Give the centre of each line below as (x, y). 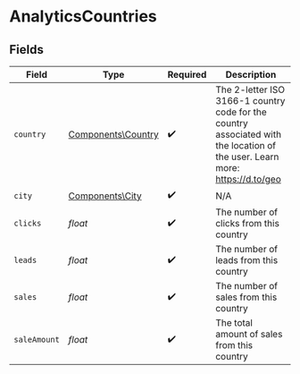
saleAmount (37, 340)
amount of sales (249, 334)
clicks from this (247, 223)
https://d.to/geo (248, 179)
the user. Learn (247, 157)
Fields (27, 50)
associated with (249, 134)
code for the (241, 112)
